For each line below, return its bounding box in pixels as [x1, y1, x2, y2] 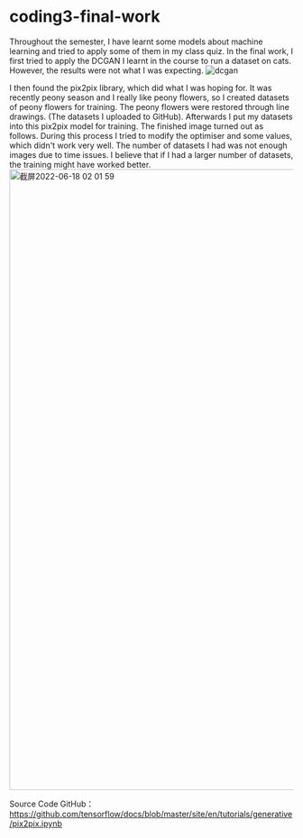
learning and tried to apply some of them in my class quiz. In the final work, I [9, 45, 293, 56]
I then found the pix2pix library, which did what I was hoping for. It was [9, 82, 272, 93]
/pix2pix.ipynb [9, 818, 63, 829]
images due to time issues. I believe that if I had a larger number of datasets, [9, 149, 294, 160]
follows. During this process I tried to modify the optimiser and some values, [9, 130, 293, 141]
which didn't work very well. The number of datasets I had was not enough [9, 140, 288, 151]
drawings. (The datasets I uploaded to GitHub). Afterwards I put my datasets [9, 111, 293, 122]
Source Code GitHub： [9, 798, 95, 809]
